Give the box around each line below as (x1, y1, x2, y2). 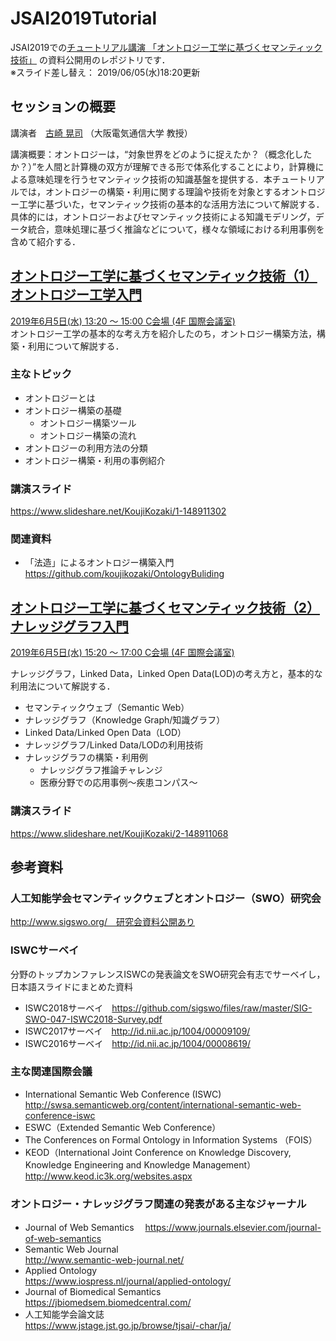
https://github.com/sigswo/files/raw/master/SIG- (111, 1002, 313, 1014)
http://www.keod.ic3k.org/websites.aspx (24, 1170, 193, 1182)
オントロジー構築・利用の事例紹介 (24, 454, 166, 466)
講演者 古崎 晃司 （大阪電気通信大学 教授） (10, 127, 193, 139)
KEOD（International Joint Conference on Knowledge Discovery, (24, 1146, 292, 1158)
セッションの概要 (10, 98, 116, 116)
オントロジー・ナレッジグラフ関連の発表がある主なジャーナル (10, 1197, 307, 1211)
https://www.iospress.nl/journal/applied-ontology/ (24, 1275, 232, 1287)
